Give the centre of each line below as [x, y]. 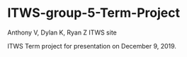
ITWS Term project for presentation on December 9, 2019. [92, 46]
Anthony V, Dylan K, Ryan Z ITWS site [62, 32]
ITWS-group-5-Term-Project [94, 13]
